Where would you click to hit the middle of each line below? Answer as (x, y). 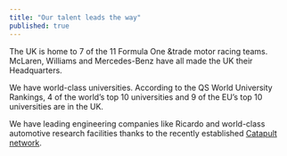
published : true (39, 26)
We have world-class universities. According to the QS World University (141, 87)
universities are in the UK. (57, 106)
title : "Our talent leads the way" (75, 17)
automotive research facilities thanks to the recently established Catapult (143, 133)
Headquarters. (36, 70)
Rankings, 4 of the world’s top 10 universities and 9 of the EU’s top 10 (136, 97)
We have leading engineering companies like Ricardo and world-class (137, 123)
